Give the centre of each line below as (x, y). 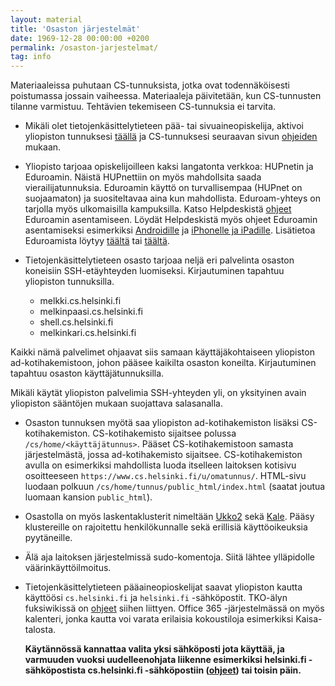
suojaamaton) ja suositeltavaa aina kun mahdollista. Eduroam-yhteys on (172, 198)
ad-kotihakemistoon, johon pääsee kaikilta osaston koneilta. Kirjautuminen (163, 363)
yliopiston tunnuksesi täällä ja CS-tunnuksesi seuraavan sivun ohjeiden (171, 137)
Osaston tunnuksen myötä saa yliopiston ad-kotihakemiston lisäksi (162, 423)
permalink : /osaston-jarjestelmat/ (84, 47)
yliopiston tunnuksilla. (69, 282)
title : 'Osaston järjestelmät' (75, 29)
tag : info (31, 57)
